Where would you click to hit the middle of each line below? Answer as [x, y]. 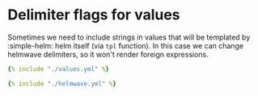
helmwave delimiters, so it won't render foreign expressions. [108, 54]
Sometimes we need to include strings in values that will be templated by [129, 37]
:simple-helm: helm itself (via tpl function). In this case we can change [126, 45]
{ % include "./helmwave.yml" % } [62, 83]
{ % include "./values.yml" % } [59, 69]
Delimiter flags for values [94, 15]
